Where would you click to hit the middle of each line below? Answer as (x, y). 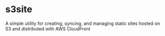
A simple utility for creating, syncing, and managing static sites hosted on (83, 23)
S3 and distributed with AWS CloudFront (48, 28)
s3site (19, 9)
